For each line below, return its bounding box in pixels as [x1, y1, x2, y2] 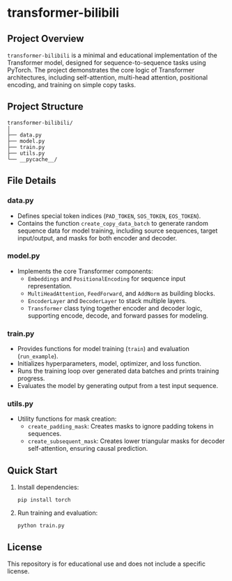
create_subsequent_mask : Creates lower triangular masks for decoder [27, 437, 225, 445]
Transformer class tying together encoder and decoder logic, [27, 304, 203, 312]
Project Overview [7, 33, 84, 45]
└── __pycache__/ [7, 155, 58, 163]
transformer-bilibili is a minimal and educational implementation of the [7, 51, 217, 59]
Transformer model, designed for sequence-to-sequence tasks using [7, 59, 206, 67]
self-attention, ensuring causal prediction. [27, 444, 148, 453]
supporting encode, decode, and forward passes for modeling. [27, 311, 208, 320]
